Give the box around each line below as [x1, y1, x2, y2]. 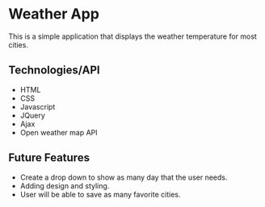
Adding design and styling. [19, 180, 110, 190]
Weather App [8, 5, 99, 23]
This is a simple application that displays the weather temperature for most [8, 31, 257, 41]
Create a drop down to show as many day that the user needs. [19, 172, 228, 182]
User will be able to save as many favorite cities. [19, 189, 181, 199]
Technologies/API [8, 64, 100, 77]
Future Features [8, 151, 90, 165]
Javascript [19, 101, 56, 111]
